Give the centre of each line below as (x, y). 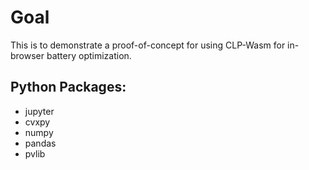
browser (27, 55)
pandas (40, 143)
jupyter (39, 111)
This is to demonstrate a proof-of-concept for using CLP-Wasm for (148, 45)
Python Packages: (68, 87)
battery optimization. (89, 55)
